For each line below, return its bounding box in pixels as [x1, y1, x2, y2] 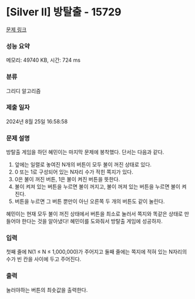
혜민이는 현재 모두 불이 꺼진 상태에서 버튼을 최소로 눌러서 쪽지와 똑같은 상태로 [6, 210, 183, 218]
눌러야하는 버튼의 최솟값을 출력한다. [6, 286, 88, 293]
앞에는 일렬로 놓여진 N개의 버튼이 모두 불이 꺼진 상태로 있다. [14, 161, 152, 168]
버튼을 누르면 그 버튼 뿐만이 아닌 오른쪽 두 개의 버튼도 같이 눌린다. [14, 198, 165, 205]
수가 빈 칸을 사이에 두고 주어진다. [6, 255, 82, 263]
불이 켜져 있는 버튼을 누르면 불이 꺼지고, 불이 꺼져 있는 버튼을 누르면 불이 [14, 183, 181, 190]
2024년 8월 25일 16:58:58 [6, 118, 68, 125]
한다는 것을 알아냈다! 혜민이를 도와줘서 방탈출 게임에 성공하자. [21, 218, 163, 225]
